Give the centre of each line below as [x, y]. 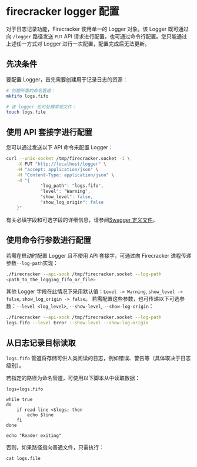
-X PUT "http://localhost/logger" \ [62, 164]
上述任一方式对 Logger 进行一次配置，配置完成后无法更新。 [78, 44]
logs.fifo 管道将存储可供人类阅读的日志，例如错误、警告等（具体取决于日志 [98, 358]
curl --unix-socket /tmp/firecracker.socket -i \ [68, 159]
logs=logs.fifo [25, 389]
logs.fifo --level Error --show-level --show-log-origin [77, 323]
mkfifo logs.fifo [27, 96]
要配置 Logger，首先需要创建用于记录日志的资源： [67, 79]
